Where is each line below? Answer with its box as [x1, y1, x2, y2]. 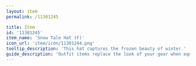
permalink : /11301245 [6, 14, 59, 20]
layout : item [6, 8, 38, 14]
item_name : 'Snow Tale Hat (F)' [6, 35, 85, 41]
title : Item [6, 24, 35, 30]
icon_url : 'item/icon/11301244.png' [6, 41, 95, 46]
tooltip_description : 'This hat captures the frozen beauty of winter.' [6, 46, 187, 52]
